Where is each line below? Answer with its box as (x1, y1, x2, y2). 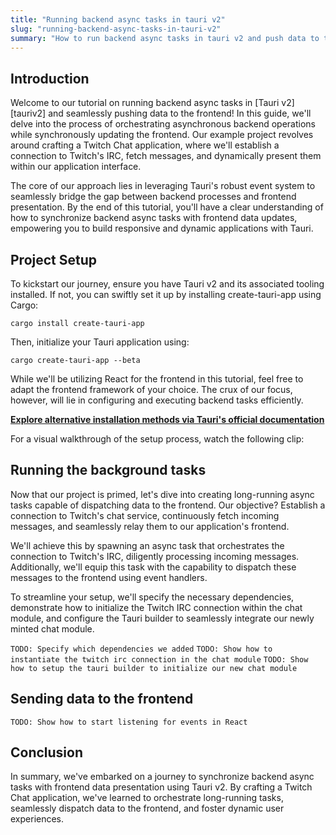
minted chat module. (10, 622, 95, 635)
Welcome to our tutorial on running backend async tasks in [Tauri (10, 97, 280, 109)
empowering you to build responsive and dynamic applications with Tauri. (10, 222, 314, 235)
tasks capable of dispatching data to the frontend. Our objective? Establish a (10, 499, 326, 511)
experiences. (10, 813, 65, 825)
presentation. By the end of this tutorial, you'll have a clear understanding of (10, 201, 324, 213)
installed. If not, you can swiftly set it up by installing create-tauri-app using (10, 289, 322, 300)
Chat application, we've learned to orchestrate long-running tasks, (10, 792, 284, 804)
